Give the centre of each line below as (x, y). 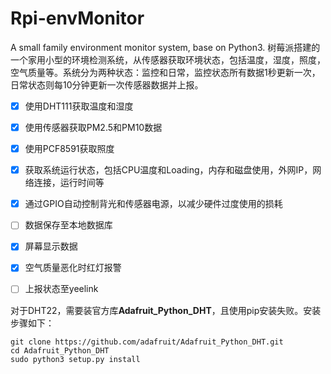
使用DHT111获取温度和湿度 (79, 106)
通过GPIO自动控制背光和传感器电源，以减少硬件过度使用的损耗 (153, 204)
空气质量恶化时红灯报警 (73, 268)
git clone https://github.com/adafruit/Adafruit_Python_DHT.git (147, 342)
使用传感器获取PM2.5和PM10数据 (93, 127)
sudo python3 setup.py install (75, 359)
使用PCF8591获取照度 (69, 149)
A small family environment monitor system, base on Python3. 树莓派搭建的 (165, 47)
